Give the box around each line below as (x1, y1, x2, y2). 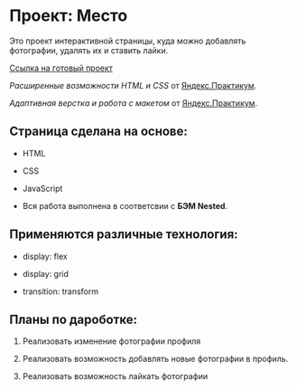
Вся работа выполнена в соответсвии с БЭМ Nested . (22, 200, 228, 211)
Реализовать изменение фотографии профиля (22, 336, 201, 347)
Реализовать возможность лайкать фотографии (22, 371, 209, 382)
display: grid (22, 268, 70, 279)
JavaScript (22, 183, 63, 194)
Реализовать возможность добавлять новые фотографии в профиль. (22, 354, 289, 365)
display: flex (22, 251, 68, 262)
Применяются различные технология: (9, 227, 238, 243)
